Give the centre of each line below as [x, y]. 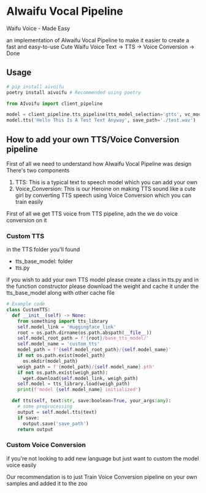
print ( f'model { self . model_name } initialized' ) [79, 390]
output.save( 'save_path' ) [55, 424]
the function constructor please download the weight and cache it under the [103, 286]
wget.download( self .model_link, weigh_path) [80, 378]
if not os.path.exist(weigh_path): [63, 373]
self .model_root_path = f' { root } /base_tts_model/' [83, 338]
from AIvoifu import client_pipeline [55, 103]
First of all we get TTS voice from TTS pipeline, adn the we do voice [92, 214]
